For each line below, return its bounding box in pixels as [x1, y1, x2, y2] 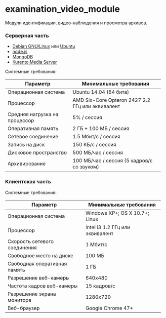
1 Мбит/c [85, 241, 108, 248]
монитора [7, 296, 32, 303]
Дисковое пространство [7, 149, 67, 156]
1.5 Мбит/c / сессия [72, 133, 121, 140]
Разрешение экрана [7, 290, 56, 297]
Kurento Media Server [12, 59, 57, 65]
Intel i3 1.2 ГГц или [85, 224, 130, 231]
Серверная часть [5, 32, 49, 39]
